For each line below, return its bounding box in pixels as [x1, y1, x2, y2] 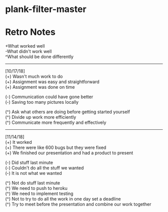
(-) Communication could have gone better [5, 94, 93, 100]
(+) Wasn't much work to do [5, 74, 63, 80]
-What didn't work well [5, 49, 52, 55]
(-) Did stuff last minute [5, 159, 53, 166]
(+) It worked [5, 139, 32, 145]
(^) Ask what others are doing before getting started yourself [5, 109, 130, 115]
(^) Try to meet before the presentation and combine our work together [5, 201, 151, 207]
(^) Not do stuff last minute [5, 180, 60, 186]
